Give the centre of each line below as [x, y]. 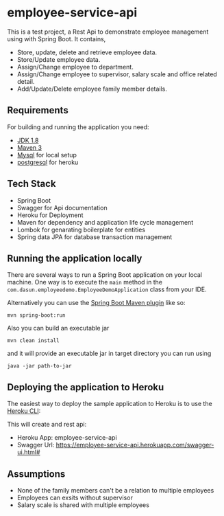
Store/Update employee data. [59, 59]
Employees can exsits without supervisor [75, 497]
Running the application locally [75, 258]
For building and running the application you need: [78, 127]
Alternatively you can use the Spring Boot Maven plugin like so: [97, 303]
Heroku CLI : [24, 411]
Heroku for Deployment [50, 215]
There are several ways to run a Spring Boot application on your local [104, 275]
